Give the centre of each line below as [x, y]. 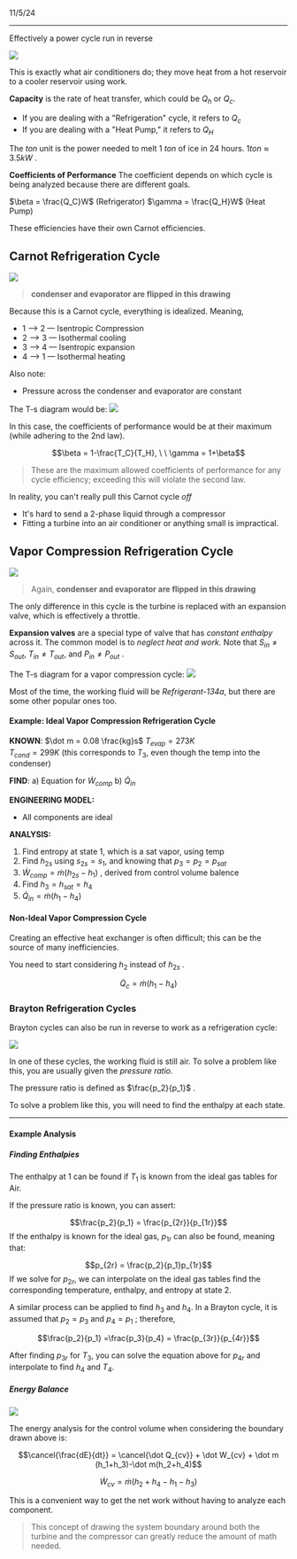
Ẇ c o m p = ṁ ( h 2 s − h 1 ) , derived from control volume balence [130, 873]
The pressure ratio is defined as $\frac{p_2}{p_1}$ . [103, 1088]
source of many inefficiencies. [64, 947]
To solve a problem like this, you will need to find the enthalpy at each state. [147, 1105]
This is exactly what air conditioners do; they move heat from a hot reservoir [148, 72]
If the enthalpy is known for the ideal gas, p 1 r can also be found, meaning [142, 1237]
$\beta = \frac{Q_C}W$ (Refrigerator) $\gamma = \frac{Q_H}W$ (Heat [137, 202]
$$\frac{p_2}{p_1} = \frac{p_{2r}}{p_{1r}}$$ [148, 1222]
